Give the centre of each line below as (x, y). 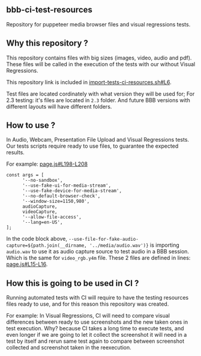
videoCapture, (40, 212)
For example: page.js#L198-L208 (47, 164)
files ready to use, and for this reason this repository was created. (88, 304)
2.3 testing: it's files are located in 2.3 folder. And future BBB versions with (98, 100)
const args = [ (25, 175)
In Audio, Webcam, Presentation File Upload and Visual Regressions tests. (98, 140)
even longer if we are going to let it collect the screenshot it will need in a (97, 335)
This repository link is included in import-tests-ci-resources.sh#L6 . (89, 82)
